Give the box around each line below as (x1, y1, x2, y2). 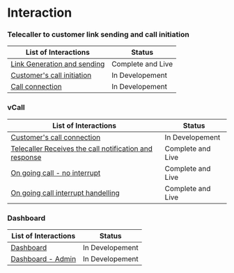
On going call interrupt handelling (10, 188, 120, 197)
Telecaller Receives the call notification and (10, 144, 153, 154)
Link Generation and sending (10, 59, 105, 69)
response (10, 152, 42, 162)
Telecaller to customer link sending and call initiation (7, 30, 189, 40)
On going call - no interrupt (10, 168, 101, 178)
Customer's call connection (10, 132, 101, 142)
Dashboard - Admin (10, 254, 77, 264)
